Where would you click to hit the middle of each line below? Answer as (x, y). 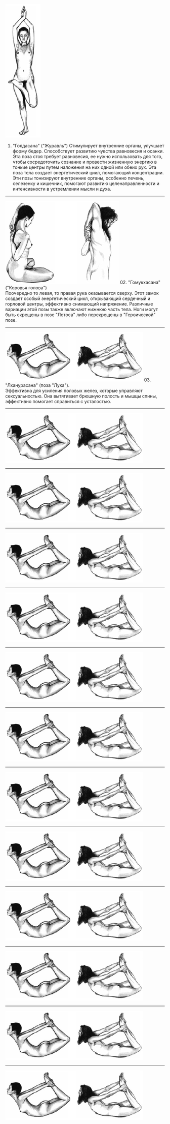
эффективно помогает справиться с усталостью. (58, 401)
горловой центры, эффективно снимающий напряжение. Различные (79, 304)
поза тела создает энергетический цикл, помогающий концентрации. (88, 173)
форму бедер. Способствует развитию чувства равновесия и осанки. (88, 151)
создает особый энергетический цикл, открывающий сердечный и (78, 298)
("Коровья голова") (26, 288)
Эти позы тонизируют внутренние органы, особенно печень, (79, 178)
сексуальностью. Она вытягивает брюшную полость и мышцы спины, (81, 396)
